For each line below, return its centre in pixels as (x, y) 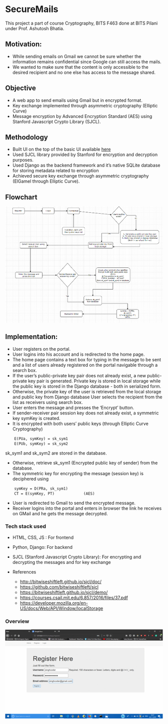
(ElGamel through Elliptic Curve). (46, 181)
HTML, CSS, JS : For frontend (43, 537)
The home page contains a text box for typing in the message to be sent (87, 359)
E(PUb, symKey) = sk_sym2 (41, 444)
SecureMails (32, 9)
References (24, 572)
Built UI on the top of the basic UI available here (61, 150)
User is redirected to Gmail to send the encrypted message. (74, 503)
